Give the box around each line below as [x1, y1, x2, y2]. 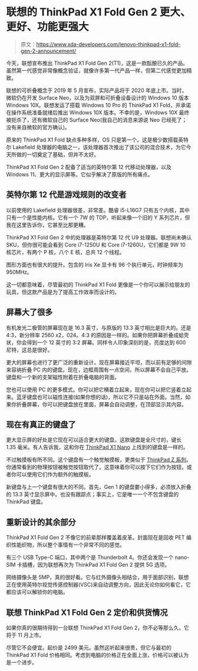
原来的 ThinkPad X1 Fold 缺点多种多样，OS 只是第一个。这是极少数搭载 [6, 136, 179, 143]
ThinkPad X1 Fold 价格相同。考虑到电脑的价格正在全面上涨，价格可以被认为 [6, 652, 189, 658]
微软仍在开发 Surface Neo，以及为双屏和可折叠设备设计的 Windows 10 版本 [6, 94, 190, 101]
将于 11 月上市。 [6, 631, 45, 639]
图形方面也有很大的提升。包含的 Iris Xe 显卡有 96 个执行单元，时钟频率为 [6, 261, 184, 268]
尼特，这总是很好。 [6, 346, 53, 353]
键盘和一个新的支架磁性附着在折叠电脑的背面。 [6, 373, 120, 380]
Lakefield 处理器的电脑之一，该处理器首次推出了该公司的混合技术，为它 [12, 143, 186, 150]
